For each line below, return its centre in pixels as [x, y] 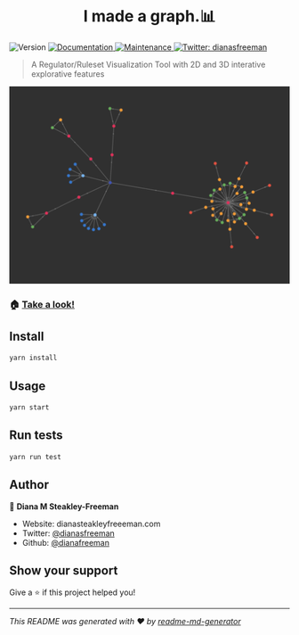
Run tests [36, 436]
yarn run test [36, 457]
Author [29, 485]
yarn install [33, 358]
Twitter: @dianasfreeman [69, 533]
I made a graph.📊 [149, 16]
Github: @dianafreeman [65, 542]
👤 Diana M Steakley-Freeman [64, 506]
